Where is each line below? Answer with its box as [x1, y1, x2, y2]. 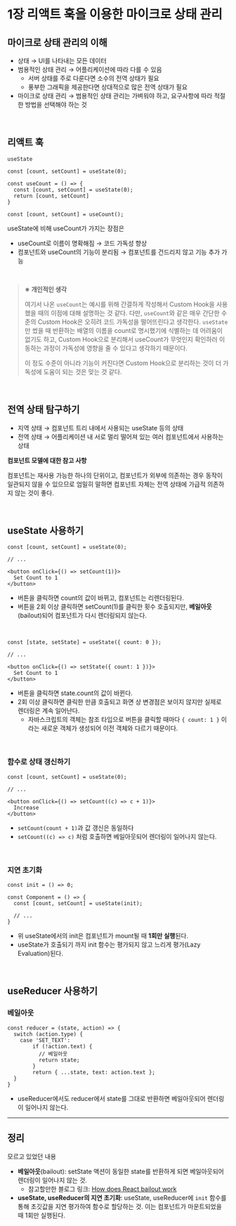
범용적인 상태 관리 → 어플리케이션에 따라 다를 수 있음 [17, 65, 163, 74]
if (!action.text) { [32, 1043, 93, 1050]
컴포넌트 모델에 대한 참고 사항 [7, 456, 87, 464]
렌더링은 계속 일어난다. [17, 706, 80, 715]
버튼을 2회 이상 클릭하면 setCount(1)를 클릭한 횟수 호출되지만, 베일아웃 [17, 602, 212, 611]
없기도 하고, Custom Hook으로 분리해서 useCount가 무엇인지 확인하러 [24, 335, 218, 343]
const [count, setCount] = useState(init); [13, 900, 143, 907]
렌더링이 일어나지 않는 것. [17, 1175, 88, 1184]
